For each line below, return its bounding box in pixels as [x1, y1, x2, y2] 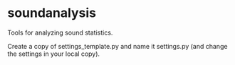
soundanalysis [7, 5, 96, 21]
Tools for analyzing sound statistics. [7, 28, 113, 37]
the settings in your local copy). [7, 49, 100, 58]
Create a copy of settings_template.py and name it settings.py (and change [7, 42, 228, 50]
